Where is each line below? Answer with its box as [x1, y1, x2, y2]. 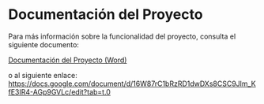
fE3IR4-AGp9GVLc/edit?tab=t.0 [8, 87, 111, 96]
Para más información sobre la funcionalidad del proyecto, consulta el [8, 32, 236, 41]
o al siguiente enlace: [8, 70, 77, 80]
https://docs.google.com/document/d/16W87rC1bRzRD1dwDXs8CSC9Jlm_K [8, 79, 256, 88]
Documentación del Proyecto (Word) [8, 55, 127, 65]
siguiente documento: [8, 39, 79, 49]
